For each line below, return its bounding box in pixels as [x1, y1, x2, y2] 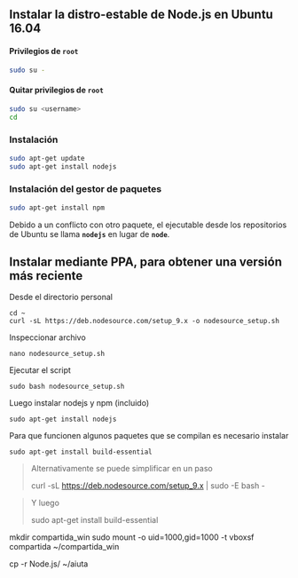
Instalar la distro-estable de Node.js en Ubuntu [9, 7, 273, 22]
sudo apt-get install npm [9, 203, 105, 212]
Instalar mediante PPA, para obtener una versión [9, 255, 282, 270]
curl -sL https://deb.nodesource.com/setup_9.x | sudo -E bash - [30, 480, 266, 491]
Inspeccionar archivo [9, 332, 86, 343]
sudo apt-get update [9, 154, 86, 162]
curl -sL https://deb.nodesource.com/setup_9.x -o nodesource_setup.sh [9, 317, 279, 326]
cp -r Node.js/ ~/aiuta [9, 558, 89, 569]
